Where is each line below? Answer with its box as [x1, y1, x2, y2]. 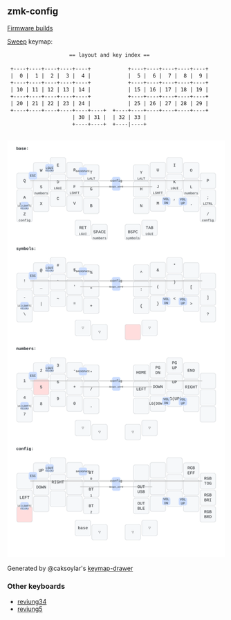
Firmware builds [7, 24, 53, 32]
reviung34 [17, 597, 47, 605]
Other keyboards [7, 581, 66, 591]
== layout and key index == [68, 51, 150, 58]
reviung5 [17, 605, 43, 613]
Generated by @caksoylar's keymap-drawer [7, 564, 133, 573]
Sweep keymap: [7, 37, 53, 46]
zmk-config [7, 6, 59, 17]
